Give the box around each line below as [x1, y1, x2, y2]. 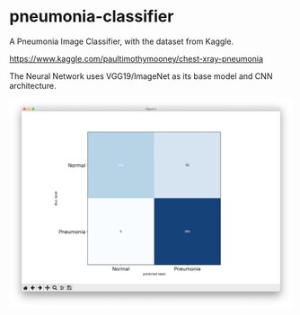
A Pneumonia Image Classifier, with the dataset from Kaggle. [9, 36, 234, 47]
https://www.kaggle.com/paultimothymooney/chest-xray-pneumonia [9, 53, 263, 64]
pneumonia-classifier [9, 6, 174, 27]
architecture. [9, 80, 57, 91]
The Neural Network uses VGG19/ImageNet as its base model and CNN [9, 70, 273, 82]
